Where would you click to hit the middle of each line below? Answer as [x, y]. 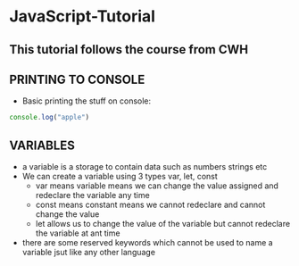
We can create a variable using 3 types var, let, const [120, 177]
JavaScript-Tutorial [83, 17]
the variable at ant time [78, 233]
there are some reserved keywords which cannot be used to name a [148, 243]
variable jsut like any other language [89, 253]
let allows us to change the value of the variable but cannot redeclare [163, 224]
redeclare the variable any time [92, 195]
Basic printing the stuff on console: [87, 101]
